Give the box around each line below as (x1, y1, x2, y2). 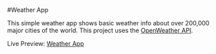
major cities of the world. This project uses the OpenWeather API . (7, 27, 193, 34)
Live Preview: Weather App (7, 40, 84, 47)
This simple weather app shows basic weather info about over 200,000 (7, 19, 210, 27)
